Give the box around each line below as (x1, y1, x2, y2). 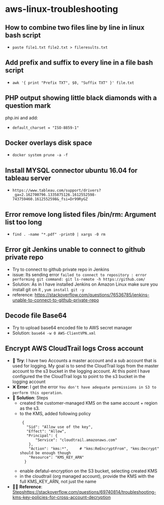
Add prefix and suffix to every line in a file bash (5, 59, 153, 67)
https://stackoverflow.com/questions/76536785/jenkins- (34, 292, 150, 298)
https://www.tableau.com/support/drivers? (12, 188, 101, 193)
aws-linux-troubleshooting (5, 3, 119, 15)
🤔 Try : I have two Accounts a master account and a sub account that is (12, 357, 157, 363)
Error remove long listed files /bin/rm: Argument (5, 210, 157, 219)
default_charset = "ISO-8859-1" (12, 125, 79, 130)
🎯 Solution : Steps (12, 394, 48, 400)
